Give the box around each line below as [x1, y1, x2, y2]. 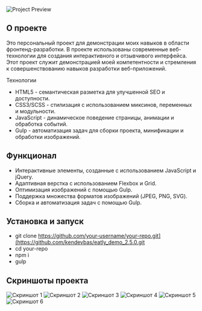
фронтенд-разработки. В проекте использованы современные [6, 45, 169, 53]
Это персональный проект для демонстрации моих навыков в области [6, 39, 190, 46]
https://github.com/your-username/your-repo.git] [38, 232, 161, 240]
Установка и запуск [6, 216, 84, 226]
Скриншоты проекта [6, 275, 89, 286]
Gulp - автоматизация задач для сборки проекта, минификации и [14, 127, 184, 134]
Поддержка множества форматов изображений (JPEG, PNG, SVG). [14, 192, 188, 199]
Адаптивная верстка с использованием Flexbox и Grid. [14, 179, 157, 187]
